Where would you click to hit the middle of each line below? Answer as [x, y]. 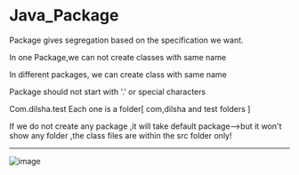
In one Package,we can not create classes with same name [118, 57]
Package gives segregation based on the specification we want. [126, 40]
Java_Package [64, 16]
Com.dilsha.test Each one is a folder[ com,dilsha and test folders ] [130, 108]
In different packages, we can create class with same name [118, 74]
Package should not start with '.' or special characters [108, 91]
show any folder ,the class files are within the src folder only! [121, 135]
